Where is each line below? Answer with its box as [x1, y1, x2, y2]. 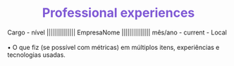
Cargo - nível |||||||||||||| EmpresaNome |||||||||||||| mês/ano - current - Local [7, 28, 227, 37]
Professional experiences [42, 5, 195, 21]
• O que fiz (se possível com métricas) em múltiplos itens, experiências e [7, 43, 220, 51]
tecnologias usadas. [7, 51, 66, 59]
